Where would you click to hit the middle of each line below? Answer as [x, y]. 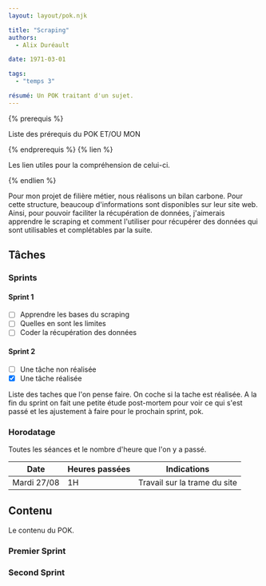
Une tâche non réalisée [58, 369]
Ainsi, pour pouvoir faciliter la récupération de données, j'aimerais [117, 213]
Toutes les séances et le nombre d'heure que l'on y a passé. [107, 449]
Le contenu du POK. [41, 530]
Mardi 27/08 [36, 483]
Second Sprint [37, 572]
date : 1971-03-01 [37, 60]
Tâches [27, 255]
